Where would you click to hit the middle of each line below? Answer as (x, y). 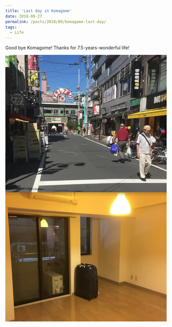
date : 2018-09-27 (24, 16)
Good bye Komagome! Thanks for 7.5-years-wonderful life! (67, 48)
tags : (11, 27)
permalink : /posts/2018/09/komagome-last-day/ (56, 22)
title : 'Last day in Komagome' (39, 11)
